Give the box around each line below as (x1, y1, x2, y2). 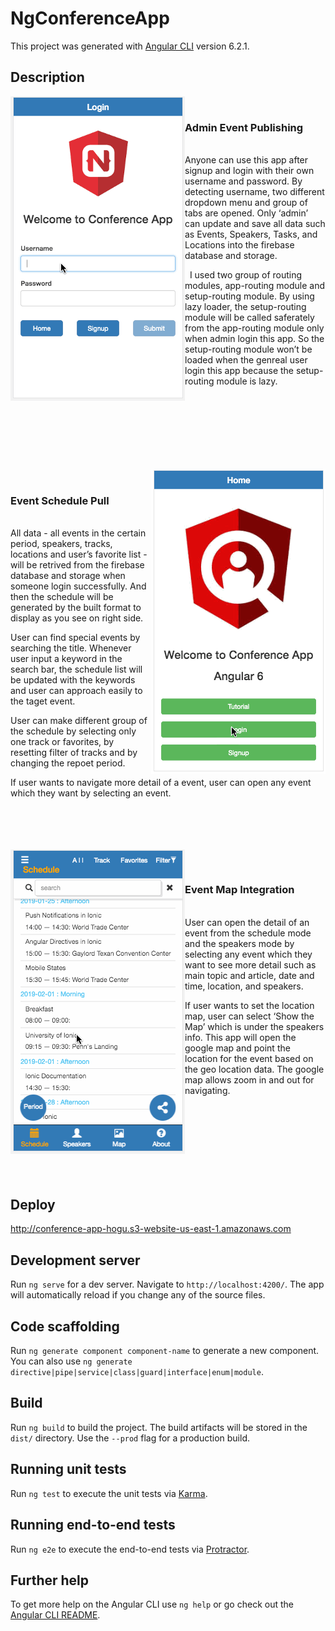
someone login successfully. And (10, 580, 147, 592)
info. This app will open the (184, 1031, 297, 1043)
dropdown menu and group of (184, 197, 308, 209)
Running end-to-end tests (10, 1517, 176, 1534)
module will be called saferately (184, 312, 315, 324)
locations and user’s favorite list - (10, 548, 148, 561)
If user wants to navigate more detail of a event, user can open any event (10, 777, 312, 789)
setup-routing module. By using (184, 290, 315, 302)
